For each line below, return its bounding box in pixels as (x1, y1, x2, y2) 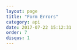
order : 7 (6, 30, 27, 36)
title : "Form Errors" (6, 14, 59, 20)
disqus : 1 (6, 35, 30, 41)
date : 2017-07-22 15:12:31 (6, 24, 72, 30)
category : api (6, 19, 41, 25)
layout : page (6, 8, 38, 14)
